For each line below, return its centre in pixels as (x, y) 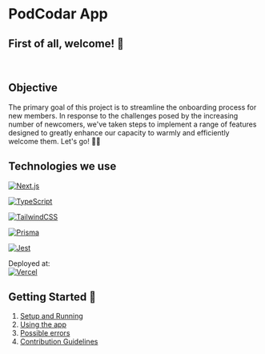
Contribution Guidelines (59, 342)
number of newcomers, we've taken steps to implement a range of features (132, 124)
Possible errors (45, 333)
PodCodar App (58, 14)
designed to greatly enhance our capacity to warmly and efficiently (119, 132)
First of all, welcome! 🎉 (66, 44)
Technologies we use (62, 166)
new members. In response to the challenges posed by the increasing (123, 115)
